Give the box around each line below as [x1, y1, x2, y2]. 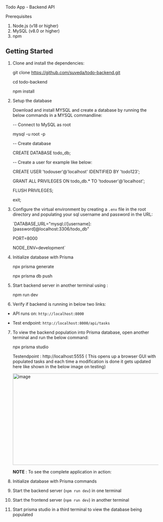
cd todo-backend [12, 79, 48, 84]
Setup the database [12, 98, 52, 103]
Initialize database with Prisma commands [12, 478, 97, 484]
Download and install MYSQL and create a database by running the [12, 107, 147, 113]
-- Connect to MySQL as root [12, 121, 71, 128]
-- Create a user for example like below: [12, 159, 93, 165]
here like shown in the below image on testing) [12, 363, 106, 369]
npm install [12, 88, 35, 94]
